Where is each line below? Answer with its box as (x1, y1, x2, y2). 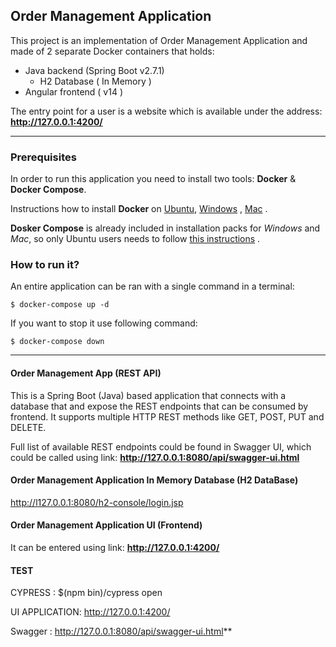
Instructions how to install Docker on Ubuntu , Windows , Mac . (10, 203, 268, 215)
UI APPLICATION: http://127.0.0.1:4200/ (10, 606, 171, 618)
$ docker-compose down (10, 337, 105, 347)
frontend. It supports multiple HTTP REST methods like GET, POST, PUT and (10, 410, 325, 423)
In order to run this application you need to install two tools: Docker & (10, 173, 297, 185)
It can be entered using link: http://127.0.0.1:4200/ (10, 542, 220, 554)
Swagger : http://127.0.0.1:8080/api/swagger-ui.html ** (10, 625, 233, 638)
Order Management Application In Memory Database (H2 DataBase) (10, 474, 299, 486)
